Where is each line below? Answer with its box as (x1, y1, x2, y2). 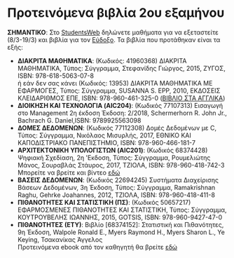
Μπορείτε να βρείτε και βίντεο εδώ (17, 168, 121, 177)
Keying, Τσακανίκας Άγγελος (17, 235, 103, 243)
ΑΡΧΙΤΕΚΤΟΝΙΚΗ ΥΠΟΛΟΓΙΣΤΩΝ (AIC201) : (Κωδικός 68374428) (17, 146, 208, 154)
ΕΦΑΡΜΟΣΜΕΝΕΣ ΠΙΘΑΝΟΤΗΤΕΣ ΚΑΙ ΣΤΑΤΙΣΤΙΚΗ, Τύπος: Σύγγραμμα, (17, 205, 227, 214)
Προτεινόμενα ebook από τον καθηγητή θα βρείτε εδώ (17, 243, 177, 251)
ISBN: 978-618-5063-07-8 (17, 72, 95, 80)
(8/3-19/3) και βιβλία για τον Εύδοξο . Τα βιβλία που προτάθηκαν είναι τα (7, 35, 221, 43)
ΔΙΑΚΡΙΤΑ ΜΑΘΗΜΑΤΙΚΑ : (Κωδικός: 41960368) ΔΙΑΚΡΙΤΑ (17, 56, 187, 64)
